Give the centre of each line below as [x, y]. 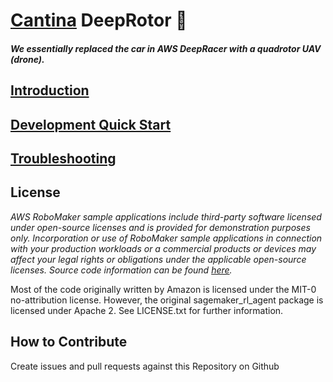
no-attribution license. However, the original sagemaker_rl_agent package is [167, 300]
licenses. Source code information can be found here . [121, 270]
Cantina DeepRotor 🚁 [99, 20]
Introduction [50, 90]
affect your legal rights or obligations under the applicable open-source [158, 259]
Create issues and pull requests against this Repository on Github [145, 366]
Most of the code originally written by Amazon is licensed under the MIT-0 [163, 289]
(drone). [27, 59]
